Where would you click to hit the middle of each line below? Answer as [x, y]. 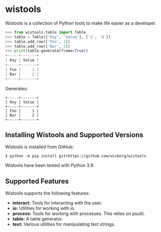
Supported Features [37, 181]
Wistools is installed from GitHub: [39, 147]
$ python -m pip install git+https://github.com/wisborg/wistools [76, 156]
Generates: [17, 88]
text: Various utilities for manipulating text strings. [64, 224]
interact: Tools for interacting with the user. [57, 203]
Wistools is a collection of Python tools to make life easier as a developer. [81, 23]
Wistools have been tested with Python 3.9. [50, 165]
